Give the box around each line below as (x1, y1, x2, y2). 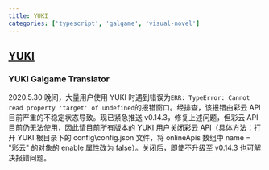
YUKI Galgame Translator (8, 73, 110, 85)
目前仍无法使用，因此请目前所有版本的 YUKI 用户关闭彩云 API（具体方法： (8, 122, 255, 133)
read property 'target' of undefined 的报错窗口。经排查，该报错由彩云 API (8, 102, 261, 113)
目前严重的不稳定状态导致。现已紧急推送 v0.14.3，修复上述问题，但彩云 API (8, 113, 259, 122)
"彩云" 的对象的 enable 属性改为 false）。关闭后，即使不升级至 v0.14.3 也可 (8, 143, 255, 153)
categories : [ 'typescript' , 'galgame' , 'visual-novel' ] (8, 19, 200, 27)
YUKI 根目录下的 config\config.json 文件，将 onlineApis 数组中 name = (17, 133, 251, 143)
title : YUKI (8, 11, 48, 20)
